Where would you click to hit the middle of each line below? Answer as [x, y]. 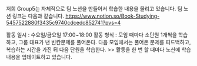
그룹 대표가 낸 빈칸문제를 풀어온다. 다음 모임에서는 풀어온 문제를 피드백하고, [105, 42]
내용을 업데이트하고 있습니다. [39, 57]
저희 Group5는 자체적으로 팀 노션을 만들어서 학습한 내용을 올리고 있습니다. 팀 [94, 9]
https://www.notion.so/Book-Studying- [113, 16]
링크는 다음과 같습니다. [38, 16]
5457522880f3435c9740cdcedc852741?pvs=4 [64, 23]
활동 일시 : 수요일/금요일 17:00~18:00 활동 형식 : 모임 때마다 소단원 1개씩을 [92, 35]
